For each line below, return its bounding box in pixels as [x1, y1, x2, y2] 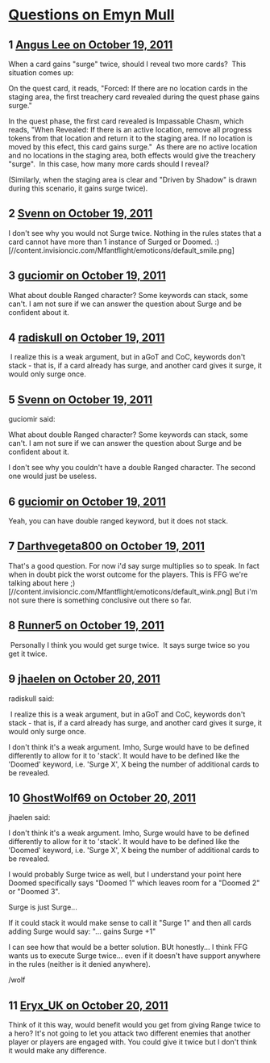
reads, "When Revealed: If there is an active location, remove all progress [8, 125, 252, 134]
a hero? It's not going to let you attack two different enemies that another [8, 1028, 251, 1039]
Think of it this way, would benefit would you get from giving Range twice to [8, 1020, 261, 1030]
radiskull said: [8, 693, 55, 704]
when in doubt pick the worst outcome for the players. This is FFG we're [8, 569, 248, 579]
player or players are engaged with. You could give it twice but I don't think [8, 1037, 258, 1047]
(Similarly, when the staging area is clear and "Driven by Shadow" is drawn [8, 175, 257, 184]
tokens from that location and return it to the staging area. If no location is [8, 133, 253, 143]
